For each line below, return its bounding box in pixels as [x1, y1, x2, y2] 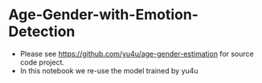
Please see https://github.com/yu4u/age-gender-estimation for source [19, 49, 255, 58]
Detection [8, 22, 76, 41]
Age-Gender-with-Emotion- [8, 6, 199, 24]
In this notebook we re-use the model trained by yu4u [19, 65, 199, 75]
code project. [19, 57, 65, 67]
